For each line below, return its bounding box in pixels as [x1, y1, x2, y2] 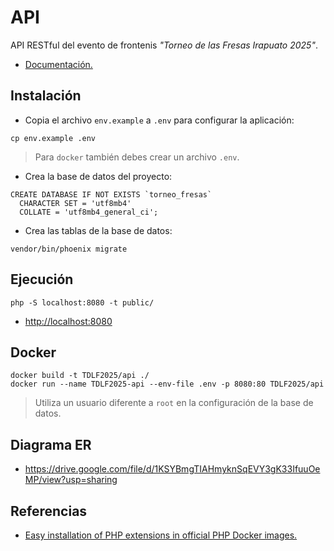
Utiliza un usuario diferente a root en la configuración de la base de [34, 397, 314, 409]
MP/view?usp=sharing [24, 474, 118, 486]
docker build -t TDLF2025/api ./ [10, 371, 150, 381]
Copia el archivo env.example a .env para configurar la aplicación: [24, 114, 295, 126]
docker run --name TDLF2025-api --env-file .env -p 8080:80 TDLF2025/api [10, 379, 325, 390]
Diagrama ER [10, 436, 92, 453]
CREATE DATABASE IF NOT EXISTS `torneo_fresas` [10, 189, 213, 200]
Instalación [10, 87, 82, 105]
